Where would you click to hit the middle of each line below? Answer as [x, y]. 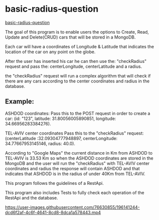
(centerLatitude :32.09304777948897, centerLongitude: [61, 138]
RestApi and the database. [32, 198]
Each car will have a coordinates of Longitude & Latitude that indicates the [80, 46]
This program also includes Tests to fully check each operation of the [75, 192]
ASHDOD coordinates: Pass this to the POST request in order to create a [78, 113]
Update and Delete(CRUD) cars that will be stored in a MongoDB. [70, 37]
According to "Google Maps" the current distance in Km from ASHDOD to [79, 153]
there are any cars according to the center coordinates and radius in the [77, 81]
